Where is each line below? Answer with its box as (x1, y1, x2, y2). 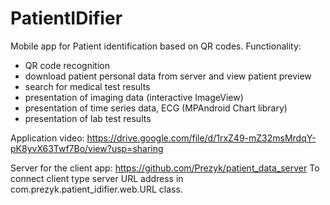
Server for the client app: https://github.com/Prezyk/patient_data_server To (10, 162, 320, 174)
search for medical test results (24, 80, 151, 92)
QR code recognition (24, 59, 110, 71)
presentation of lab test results (24, 112, 152, 124)
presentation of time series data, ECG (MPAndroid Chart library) (24, 102, 288, 114)
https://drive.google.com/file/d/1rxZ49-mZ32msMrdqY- (86, 132, 317, 144)
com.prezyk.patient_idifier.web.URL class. (10, 183, 183, 195)
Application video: (10, 132, 85, 144)
